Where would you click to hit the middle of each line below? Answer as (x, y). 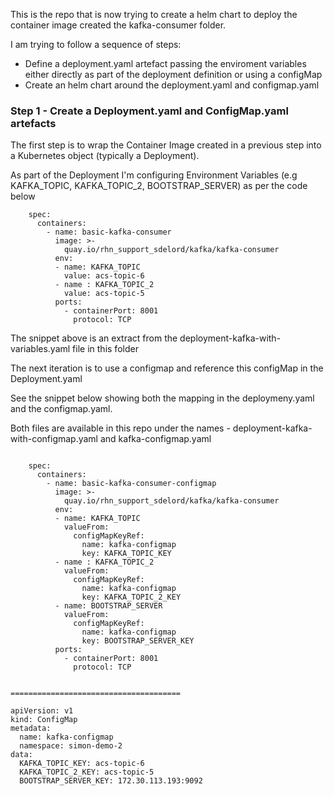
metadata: (31, 729)
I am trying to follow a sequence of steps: (96, 44)
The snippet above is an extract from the (94, 338)
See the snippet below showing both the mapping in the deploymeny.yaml (162, 398)
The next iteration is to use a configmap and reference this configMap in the (167, 368)
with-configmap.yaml (54, 439)
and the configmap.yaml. (61, 409)
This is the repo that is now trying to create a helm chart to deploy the (154, 14)
